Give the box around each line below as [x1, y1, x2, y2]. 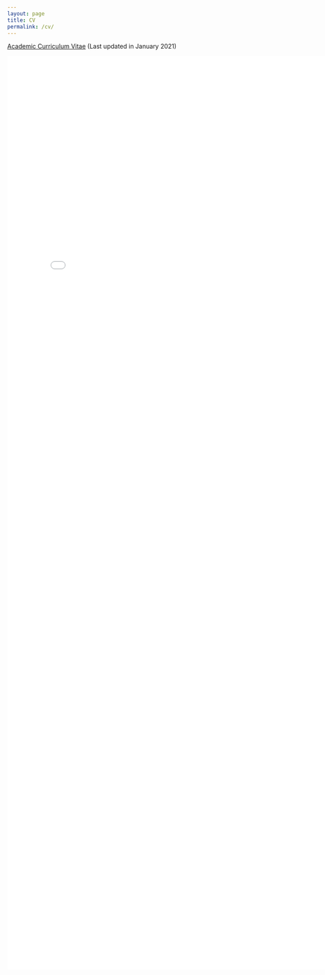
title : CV [7, 17, 36, 24]
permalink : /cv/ [7, 23, 54, 30]
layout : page [7, 10, 45, 17]
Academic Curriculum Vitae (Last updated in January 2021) [7, 42, 177, 51]
